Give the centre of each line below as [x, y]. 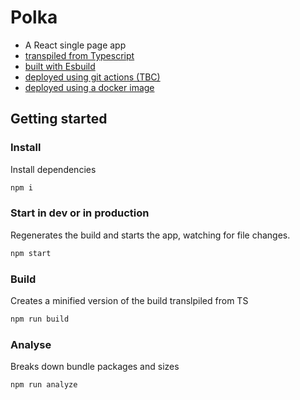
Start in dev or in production [80, 213]
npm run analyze [44, 385]
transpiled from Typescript [79, 55]
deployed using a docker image [89, 87]
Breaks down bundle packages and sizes [95, 367]
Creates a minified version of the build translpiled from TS [129, 300]
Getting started [59, 119]
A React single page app [75, 45]
